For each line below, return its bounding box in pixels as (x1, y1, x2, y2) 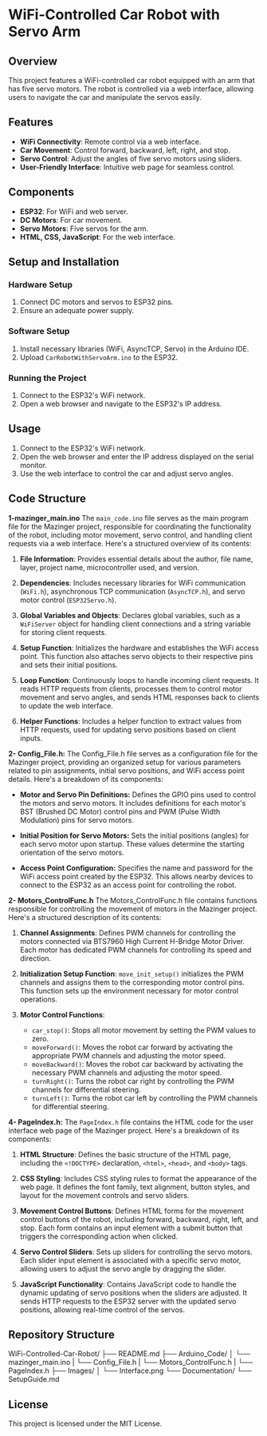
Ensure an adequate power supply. (19, 306, 135, 315)
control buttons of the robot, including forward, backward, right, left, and (19, 1214, 259, 1224)
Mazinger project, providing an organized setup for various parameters (8, 757, 241, 767)
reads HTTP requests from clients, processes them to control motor (19, 684, 242, 693)
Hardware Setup (8, 279, 73, 290)
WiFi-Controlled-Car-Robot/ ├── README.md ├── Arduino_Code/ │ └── (8, 1349, 251, 1359)
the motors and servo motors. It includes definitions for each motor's (19, 798, 246, 807)
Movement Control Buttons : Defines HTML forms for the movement (19, 1206, 245, 1216)
